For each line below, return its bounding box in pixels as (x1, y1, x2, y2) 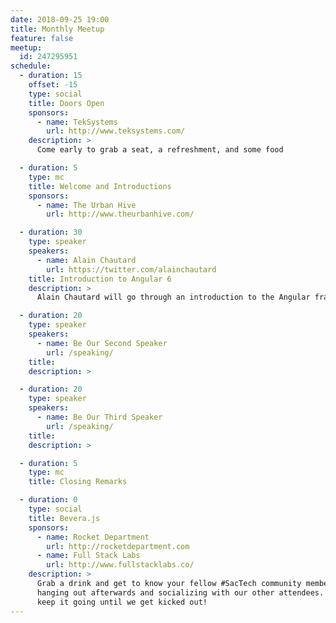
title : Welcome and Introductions (28, 181, 172, 191)
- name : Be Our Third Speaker (36, 412, 163, 422)
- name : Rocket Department (36, 532, 150, 542)
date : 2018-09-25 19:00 (10, 14, 110, 25)
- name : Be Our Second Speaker (36, 338, 168, 348)
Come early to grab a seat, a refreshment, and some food (36, 145, 284, 155)
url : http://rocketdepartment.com (46, 541, 190, 551)
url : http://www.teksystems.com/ (46, 126, 186, 136)
